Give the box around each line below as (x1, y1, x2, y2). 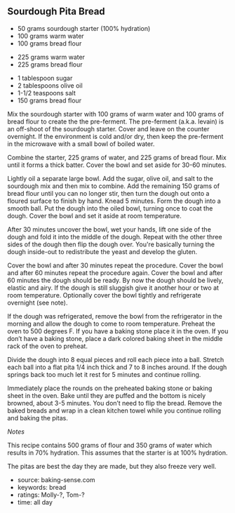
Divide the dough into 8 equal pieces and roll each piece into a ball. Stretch (7, 355, 224, 364)
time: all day (17, 498, 53, 506)
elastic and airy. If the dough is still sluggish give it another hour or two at (7, 284, 220, 292)
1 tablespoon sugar (17, 74, 73, 82)
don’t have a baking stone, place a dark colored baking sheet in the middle (7, 334, 223, 342)
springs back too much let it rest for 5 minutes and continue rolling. (7, 370, 201, 378)
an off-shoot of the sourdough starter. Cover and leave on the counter (7, 124, 210, 133)
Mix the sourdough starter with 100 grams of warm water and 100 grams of (7, 109, 224, 118)
